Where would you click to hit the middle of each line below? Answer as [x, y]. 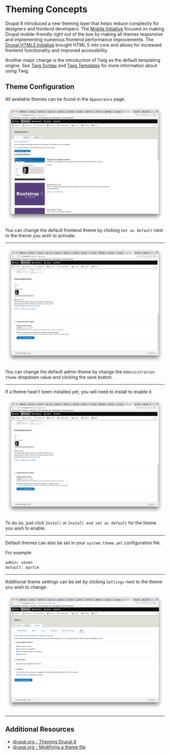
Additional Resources [40, 729]
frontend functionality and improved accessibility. [57, 50]
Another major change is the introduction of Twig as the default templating [83, 60]
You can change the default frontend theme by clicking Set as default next [84, 230]
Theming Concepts [46, 9]
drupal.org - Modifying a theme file [49, 747]
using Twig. [17, 71]
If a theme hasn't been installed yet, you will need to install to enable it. [79, 392]
